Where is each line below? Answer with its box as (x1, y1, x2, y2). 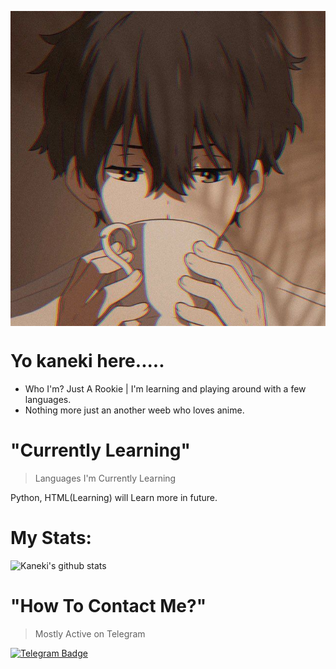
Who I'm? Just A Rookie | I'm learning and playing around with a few (24, 382, 307, 395)
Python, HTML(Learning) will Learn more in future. (10, 491, 218, 503)
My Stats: (10, 527, 92, 550)
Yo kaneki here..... (10, 350, 165, 373)
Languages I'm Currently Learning (34, 472, 177, 484)
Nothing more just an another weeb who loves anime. (24, 404, 245, 416)
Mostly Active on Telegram (34, 627, 146, 640)
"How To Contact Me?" (10, 595, 207, 617)
